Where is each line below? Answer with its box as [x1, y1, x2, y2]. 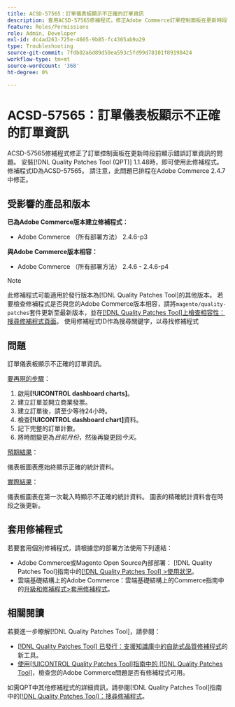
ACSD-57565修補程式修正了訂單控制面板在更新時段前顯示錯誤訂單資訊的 [7, 149, 217, 157]
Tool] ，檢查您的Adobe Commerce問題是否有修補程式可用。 [17, 668, 189, 676]
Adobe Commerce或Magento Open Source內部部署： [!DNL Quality [17, 558, 213, 567]
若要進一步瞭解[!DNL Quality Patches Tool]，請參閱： [7, 627, 161, 636]
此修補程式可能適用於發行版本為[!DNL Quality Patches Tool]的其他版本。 [7, 291, 216, 300]
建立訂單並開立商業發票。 [17, 398, 92, 407]
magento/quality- [176, 301, 227, 308]
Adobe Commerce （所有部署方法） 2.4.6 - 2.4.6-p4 [17, 262, 169, 271]
